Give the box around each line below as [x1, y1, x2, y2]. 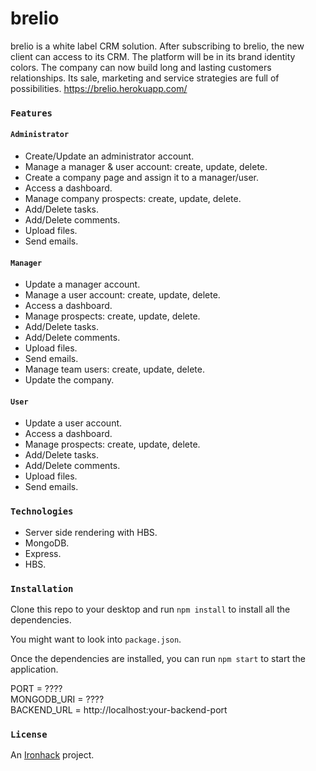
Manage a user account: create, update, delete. [24, 289, 221, 301]
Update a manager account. [24, 278, 141, 291]
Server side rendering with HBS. [24, 526, 158, 538]
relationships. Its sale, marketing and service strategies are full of [10, 72, 280, 84]
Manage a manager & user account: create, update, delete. [24, 161, 268, 173]
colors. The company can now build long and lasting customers [10, 61, 272, 73]
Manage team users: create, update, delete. [24, 363, 205, 376]
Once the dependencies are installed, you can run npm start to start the [10, 653, 306, 665]
